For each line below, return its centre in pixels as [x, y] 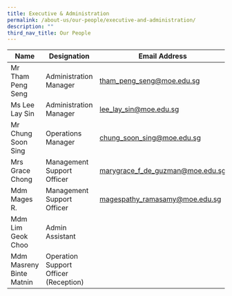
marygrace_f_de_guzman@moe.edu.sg [163, 171]
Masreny [25, 265]
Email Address [163, 56]
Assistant [61, 237]
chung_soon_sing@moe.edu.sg [151, 138]
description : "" [30, 26]
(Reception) [65, 282]
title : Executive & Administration [58, 13]
